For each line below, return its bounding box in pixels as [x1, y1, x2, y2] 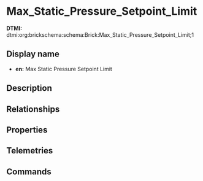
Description [6, 83, 52, 93]
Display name [6, 49, 59, 60]
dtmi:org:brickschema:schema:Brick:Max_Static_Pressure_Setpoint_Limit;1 [6, 31, 194, 38]
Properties [6, 125, 48, 135]
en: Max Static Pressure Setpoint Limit [15, 65, 112, 72]
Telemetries [6, 145, 53, 156]
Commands [6, 166, 52, 177]
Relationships [6, 104, 60, 114]
